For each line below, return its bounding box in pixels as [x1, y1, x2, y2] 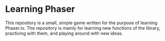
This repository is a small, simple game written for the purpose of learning [5, 20, 157, 26]
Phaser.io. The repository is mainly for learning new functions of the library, [5, 25, 160, 31]
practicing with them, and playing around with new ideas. [5, 30, 123, 36]
